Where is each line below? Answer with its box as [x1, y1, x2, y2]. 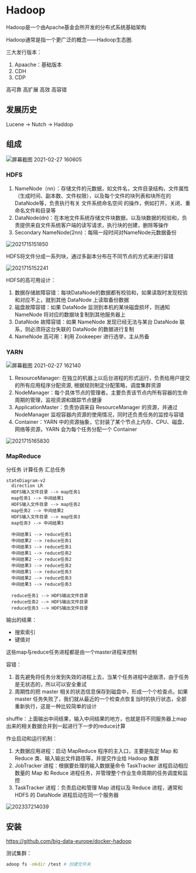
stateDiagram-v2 [6, 478, 46, 484]
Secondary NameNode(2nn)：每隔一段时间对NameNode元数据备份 [14, 229, 177, 236]
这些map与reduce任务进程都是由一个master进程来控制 [6, 648, 137, 655]
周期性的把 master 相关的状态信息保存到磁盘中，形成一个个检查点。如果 [14, 688, 188, 695]
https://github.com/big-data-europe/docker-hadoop [6, 838, 132, 845]
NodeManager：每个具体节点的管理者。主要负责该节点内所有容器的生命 [14, 389, 188, 396]
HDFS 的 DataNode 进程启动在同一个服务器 [14, 792, 119, 799]
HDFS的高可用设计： [6, 276, 56, 283]
